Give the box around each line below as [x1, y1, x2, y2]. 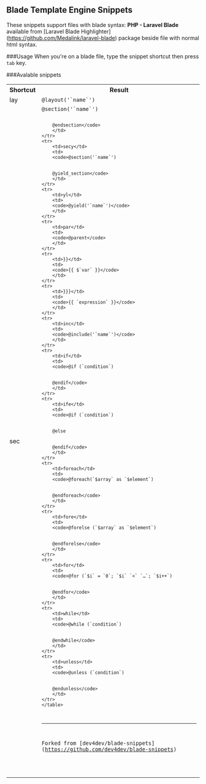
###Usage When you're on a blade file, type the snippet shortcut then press [6, 52, 199, 60]
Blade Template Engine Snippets [6, 5, 133, 15]
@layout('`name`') [42, 96, 96, 103]
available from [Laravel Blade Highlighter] [6, 28, 112, 35]
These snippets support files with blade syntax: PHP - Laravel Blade [6, 21, 179, 28]
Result [109, 85, 129, 94]
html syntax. [6, 40, 38, 48]
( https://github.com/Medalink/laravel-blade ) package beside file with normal [6, 34, 199, 42]
